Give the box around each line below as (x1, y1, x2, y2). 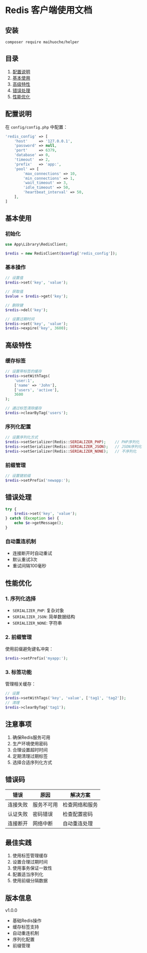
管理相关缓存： (5, 681, 36, 687)
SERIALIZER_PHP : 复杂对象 (12, 607, 64, 613)
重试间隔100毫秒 (12, 563, 46, 569)
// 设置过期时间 (5, 316, 34, 322)
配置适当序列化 (12, 871, 43, 877)
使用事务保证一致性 (12, 865, 52, 871)
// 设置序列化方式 (5, 435, 38, 440)
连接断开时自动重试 (12, 550, 52, 556)
